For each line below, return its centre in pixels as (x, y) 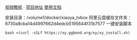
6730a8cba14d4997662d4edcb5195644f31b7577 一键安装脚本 (68, 24)
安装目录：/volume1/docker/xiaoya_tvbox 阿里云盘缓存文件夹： (68, 18)
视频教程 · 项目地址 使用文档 (33, 7)
